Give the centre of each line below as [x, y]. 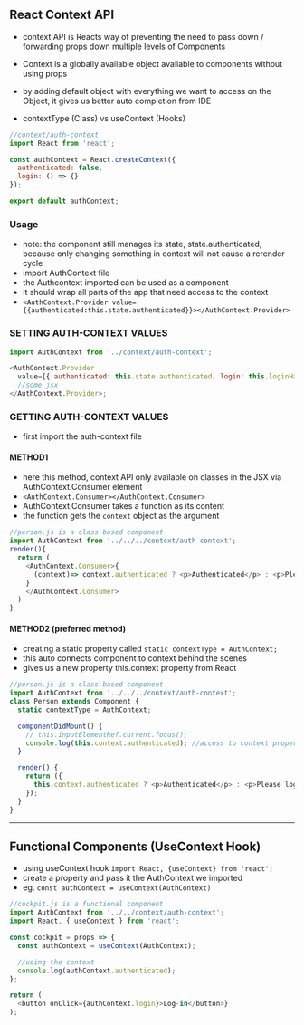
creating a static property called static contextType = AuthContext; [150, 649]
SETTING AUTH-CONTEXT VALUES [89, 333]
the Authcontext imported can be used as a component [125, 283]
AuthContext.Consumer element [82, 487]
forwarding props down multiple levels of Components [124, 46]
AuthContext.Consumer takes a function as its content [123, 506]
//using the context [56, 962]
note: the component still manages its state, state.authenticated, [142, 244]
